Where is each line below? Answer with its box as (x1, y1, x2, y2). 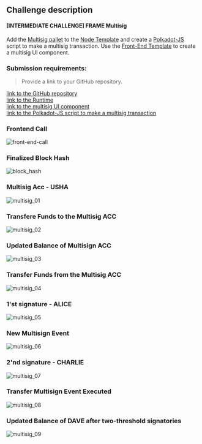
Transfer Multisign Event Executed (6, 387, 112, 396)
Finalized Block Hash (6, 154, 70, 162)
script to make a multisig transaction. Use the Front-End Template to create (6, 42, 196, 50)
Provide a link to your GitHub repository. (21, 78, 122, 85)
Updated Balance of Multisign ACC (6, 241, 112, 250)
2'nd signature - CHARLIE (6, 358, 84, 367)
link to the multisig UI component (6, 102, 90, 110)
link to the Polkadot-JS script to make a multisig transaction (6, 109, 157, 116)
